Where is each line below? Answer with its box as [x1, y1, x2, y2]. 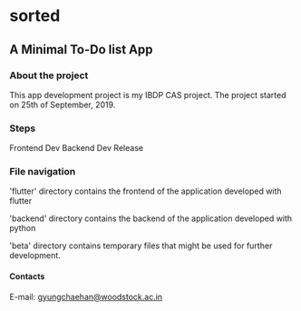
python [9, 223, 36, 234]
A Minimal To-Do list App [9, 42, 153, 57]
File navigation [9, 166, 76, 178]
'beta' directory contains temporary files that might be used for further [9, 240, 273, 251]
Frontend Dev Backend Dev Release [9, 143, 143, 154]
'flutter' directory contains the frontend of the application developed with [9, 186, 283, 196]
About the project [9, 69, 89, 82]
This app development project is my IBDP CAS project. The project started [9, 89, 287, 100]
